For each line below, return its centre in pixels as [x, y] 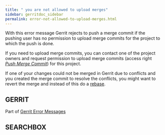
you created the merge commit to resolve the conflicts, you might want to [81, 79]
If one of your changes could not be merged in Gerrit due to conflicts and [81, 73]
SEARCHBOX [26, 127]
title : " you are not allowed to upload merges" [57, 10]
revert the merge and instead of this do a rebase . [55, 84]
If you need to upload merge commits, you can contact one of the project [80, 53]
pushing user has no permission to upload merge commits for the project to [83, 38]
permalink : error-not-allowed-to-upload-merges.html [61, 19]
